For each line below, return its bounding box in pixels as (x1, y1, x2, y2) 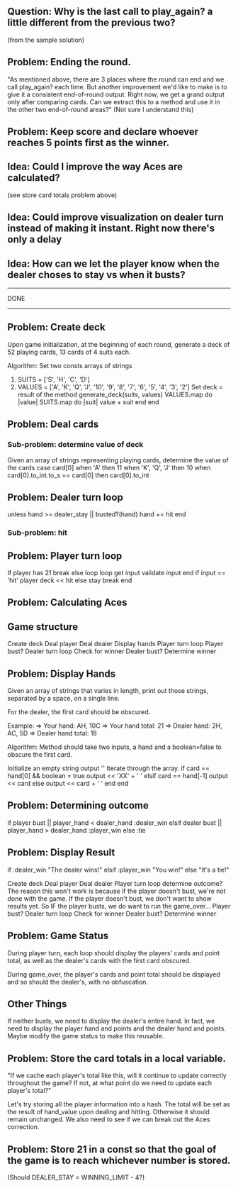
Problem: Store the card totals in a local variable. (7, 1053, 227, 1065)
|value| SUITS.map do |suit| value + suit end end (17, 397, 159, 406)
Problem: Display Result (7, 847, 115, 859)
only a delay (7, 233, 62, 245)
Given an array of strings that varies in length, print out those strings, (7, 687, 209, 695)
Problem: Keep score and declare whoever (7, 126, 199, 138)
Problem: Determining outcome (7, 799, 149, 811)
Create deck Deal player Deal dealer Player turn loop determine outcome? (7, 879, 223, 887)
